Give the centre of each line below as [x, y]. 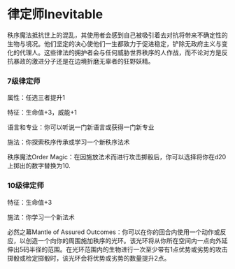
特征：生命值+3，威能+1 [42, 112]
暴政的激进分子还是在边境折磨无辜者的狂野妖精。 [84, 61]
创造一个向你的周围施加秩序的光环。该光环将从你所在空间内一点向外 [123, 240]
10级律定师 [26, 186]
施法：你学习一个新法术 [41, 217]
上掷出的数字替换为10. [39, 166]
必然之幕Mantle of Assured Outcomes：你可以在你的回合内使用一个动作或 [114, 232]
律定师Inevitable [55, 14]
